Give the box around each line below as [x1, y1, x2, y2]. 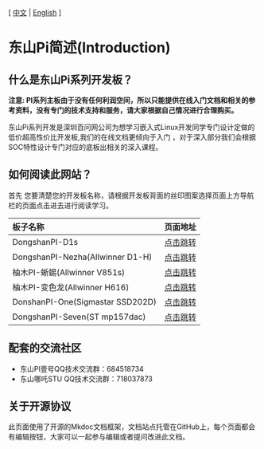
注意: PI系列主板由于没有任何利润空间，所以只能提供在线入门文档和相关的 [8, 96, 249, 104]
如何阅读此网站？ [8, 167, 92, 182]
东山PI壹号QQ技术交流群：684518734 [19, 364, 145, 373]
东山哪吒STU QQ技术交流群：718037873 [19, 374, 153, 384]
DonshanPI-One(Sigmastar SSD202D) [12, 296, 157, 307]
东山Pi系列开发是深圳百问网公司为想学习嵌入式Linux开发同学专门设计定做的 [8, 123, 255, 132]
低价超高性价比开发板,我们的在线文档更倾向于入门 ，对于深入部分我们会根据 [8, 132, 256, 142]
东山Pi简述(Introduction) [8, 39, 171, 57]
